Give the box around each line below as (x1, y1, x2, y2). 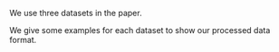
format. (9, 35, 37, 45)
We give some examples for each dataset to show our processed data (9, 25, 271, 35)
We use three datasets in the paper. (9, 8, 142, 18)
